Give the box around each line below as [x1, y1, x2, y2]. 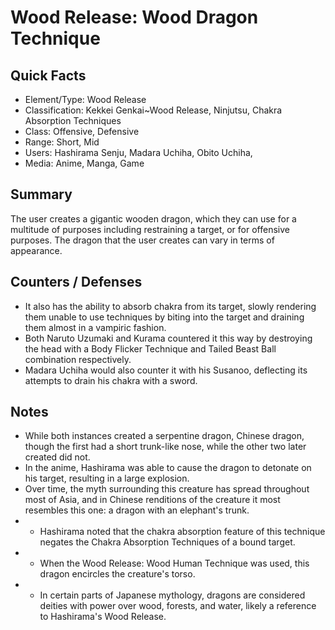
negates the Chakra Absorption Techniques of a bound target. [39, 536, 296, 548]
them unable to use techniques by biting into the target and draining [24, 311, 305, 323]
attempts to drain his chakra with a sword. [24, 374, 198, 386]
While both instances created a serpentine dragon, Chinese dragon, [24, 430, 305, 442]
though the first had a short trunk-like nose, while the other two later [24, 441, 307, 453]
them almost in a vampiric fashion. [24, 321, 167, 333]
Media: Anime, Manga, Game [24, 157, 145, 169]
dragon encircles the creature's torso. [39, 568, 196, 580]
